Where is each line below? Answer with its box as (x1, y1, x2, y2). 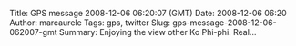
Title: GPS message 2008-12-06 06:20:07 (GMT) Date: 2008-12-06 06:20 (9, 8, 287, 18)
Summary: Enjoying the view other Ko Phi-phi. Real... (58, 27, 257, 37)
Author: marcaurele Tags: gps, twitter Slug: (9, 17, 171, 28)
